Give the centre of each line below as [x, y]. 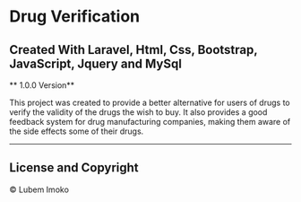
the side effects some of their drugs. [77, 131]
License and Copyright [74, 168]
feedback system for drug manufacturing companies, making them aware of [150, 122]
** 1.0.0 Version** [42, 85]
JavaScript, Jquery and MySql [95, 63]
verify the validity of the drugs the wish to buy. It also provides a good [138, 112]
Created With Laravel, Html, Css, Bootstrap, [133, 50]
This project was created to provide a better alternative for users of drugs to [150, 102]
